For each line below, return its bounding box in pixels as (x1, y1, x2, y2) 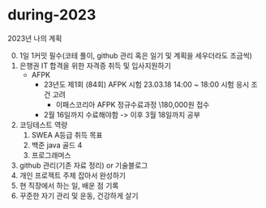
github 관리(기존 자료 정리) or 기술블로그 (19, 160, 148, 170)
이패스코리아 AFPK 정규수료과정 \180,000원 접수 (55, 100, 210, 109)
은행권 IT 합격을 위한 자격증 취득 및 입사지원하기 (19, 61, 171, 70)
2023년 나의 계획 (7, 33, 62, 43)
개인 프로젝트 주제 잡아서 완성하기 (19, 170, 127, 180)
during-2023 (7, 6, 97, 24)
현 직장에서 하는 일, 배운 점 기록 (19, 180, 119, 190)
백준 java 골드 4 (31, 140, 83, 150)
